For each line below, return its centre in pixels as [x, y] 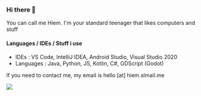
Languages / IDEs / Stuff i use [44, 43]
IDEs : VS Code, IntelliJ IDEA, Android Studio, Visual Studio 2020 [96, 57]
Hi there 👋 [21, 10]
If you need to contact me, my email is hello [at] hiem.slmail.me [86, 75]
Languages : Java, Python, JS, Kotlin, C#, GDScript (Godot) [90, 63]
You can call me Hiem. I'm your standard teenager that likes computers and [101, 23]
